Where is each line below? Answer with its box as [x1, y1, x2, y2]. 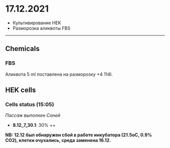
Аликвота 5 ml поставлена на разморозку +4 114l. [5, 71, 113, 77]
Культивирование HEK [12, 20, 62, 26]
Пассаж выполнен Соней [5, 112, 61, 119]
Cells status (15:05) [5, 101, 54, 108]
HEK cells [5, 86, 36, 94]
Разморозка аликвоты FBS [12, 25, 71, 31]
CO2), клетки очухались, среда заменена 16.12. [5, 137, 111, 143]
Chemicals [5, 44, 40, 53]
